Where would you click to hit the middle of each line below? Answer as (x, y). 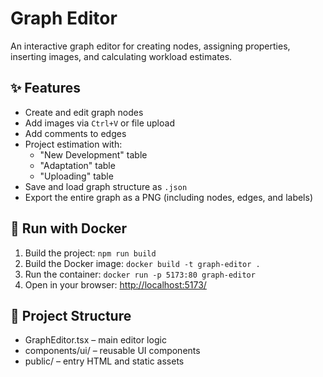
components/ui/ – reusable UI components (112, 351)
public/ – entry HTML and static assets (104, 361)
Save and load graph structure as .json (106, 186)
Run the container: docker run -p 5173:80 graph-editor (140, 274)
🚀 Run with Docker (69, 228)
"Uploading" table (76, 176)
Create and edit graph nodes (84, 112)
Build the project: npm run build (90, 253)
